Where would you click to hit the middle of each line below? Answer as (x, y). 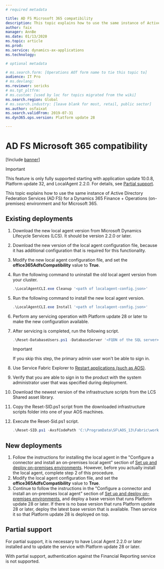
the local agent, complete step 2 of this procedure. (63, 473)
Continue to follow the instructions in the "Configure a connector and (82, 488)
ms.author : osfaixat (27, 109)
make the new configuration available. (51, 321)
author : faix (19, 27)
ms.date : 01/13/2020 (27, 37)
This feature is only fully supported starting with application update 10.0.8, (80, 178)
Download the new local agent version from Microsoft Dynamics (77, 230)
